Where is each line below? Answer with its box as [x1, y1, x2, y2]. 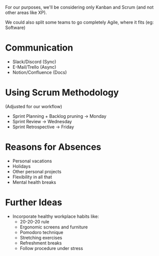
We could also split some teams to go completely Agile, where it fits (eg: [5, 20, 154, 25]
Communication [5, 42, 73, 54]
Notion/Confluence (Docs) [12, 69, 67, 75]
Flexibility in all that [12, 174, 52, 180]
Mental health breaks [12, 179, 56, 185]
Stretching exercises [19, 234, 62, 240]
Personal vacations [12, 158, 52, 164]
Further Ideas [5, 197, 62, 208]
